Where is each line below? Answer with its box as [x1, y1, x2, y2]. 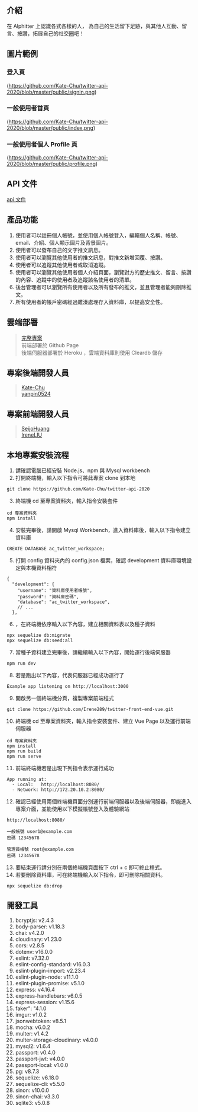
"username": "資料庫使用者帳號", [17, 587, 93, 594]
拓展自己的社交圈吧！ [32, 30, 85, 37]
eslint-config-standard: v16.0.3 [15, 960, 90, 967]
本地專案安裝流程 [7, 450, 69, 460]
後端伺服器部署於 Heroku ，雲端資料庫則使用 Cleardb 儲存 [21, 349, 163, 356]
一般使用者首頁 [7, 104, 50, 113]
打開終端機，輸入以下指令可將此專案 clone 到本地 [15, 474, 135, 481]
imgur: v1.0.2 [15, 1011, 47, 1018]
